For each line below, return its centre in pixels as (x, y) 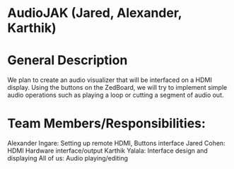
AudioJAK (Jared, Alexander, (95, 13)
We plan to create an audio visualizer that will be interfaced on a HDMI (110, 80)
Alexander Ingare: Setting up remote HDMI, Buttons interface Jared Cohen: (116, 144)
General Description (68, 60)
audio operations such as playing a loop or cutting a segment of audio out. (116, 95)
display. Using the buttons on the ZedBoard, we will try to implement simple (117, 88)
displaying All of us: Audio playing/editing (68, 158)
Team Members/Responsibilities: (107, 123)
